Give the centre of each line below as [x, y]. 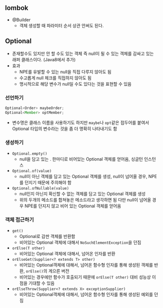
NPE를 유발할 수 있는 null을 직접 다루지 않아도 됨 [65, 72]
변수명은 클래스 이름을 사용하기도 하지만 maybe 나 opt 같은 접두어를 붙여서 [81, 122]
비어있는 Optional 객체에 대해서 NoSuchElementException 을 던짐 [80, 242]
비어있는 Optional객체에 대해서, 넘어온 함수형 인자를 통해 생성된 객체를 [86, 265]
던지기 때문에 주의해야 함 [48, 182]
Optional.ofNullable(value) [40, 188]
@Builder [21, 19]
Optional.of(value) [32, 171]
